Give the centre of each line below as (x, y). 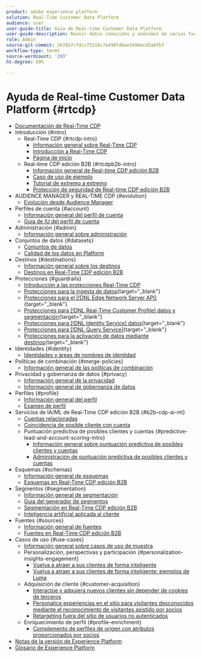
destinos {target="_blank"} (56, 343)
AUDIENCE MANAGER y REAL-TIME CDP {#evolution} (81, 196)
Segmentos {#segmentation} (51, 489)
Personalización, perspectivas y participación (80, 552)
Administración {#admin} (45, 228)
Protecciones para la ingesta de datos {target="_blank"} (92, 292)
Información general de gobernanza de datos (80, 387)
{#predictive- (172, 431)
